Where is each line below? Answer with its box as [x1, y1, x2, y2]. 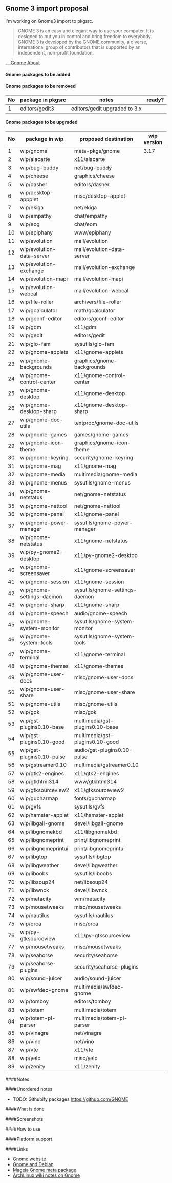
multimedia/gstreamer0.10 [74, 761, 139, 768]
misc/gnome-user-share [74, 689, 135, 696]
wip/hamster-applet [20, 811, 69, 818]
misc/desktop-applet [74, 192, 125, 200]
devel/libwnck [74, 887, 108, 894]
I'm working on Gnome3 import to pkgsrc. [5, 17, 94, 24]
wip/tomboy [20, 998, 49, 1005]
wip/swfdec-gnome [20, 986, 69, 993]
